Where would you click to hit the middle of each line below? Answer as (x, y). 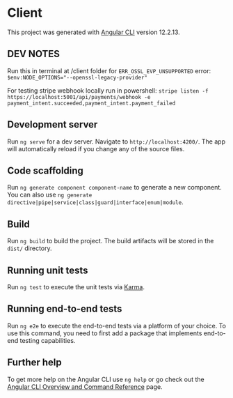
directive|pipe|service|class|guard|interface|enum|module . (95, 202)
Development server (53, 124)
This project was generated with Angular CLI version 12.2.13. (94, 32)
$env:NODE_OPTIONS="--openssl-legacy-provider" (78, 77)
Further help (35, 363)
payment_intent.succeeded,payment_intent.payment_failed (91, 103)
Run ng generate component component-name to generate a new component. (115, 187)
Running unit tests (48, 270)
